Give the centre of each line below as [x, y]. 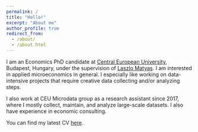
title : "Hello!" [26, 17]
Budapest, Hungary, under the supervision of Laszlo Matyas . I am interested [99, 68]
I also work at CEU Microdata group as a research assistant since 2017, [93, 98]
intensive [17, 80]
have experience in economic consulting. [56, 111]
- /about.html [29, 45]
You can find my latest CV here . [45, 122]
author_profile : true [33, 28]
